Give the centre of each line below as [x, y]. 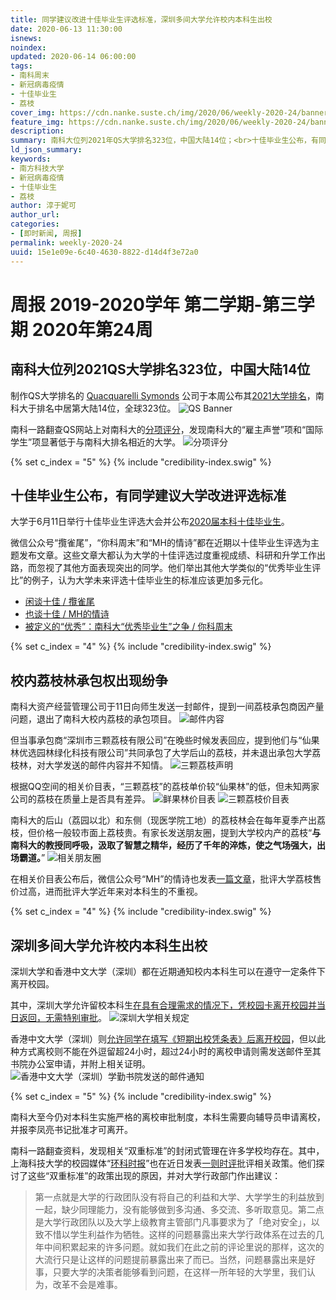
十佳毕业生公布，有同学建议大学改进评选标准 [148, 495]
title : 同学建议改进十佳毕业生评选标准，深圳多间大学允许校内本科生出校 [141, 19]
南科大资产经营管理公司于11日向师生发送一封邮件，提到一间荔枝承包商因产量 [167, 707]
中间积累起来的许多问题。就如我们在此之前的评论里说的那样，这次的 [184, 1247]
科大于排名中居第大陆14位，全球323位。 [93, 408]
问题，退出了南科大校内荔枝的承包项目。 [93, 719]
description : [37, 131]
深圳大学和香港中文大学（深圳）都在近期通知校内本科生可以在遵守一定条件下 [168, 971]
